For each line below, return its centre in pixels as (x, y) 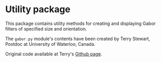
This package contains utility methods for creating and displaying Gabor (80, 23)
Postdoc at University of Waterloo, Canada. (50, 44)
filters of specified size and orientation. (46, 28)
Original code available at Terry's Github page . (54, 54)
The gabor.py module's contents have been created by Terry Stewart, (78, 39)
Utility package (38, 9)
